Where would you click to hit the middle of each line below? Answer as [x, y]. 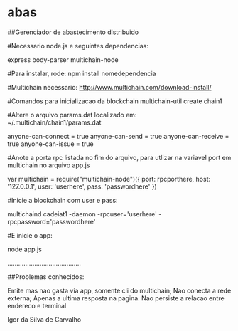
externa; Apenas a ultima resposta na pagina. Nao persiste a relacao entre [116, 298]
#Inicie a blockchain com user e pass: [63, 200]
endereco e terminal [37, 305]
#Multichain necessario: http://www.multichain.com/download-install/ [109, 87]
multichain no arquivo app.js [49, 165]
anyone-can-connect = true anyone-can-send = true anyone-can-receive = [118, 136]
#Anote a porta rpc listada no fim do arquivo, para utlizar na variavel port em [119, 157]
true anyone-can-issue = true [50, 144]
